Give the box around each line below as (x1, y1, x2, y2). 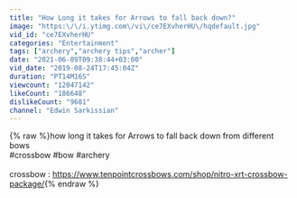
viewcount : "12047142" (9, 80, 95, 90)
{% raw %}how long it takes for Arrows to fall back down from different (9, 130, 274, 141)
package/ (9, 178, 45, 190)
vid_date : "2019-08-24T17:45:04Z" (9, 64, 140, 73)
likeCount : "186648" (9, 89, 88, 98)
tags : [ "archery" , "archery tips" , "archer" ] (9, 47, 176, 56)
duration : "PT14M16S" (9, 72, 91, 81)
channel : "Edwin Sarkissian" (9, 106, 119, 115)
